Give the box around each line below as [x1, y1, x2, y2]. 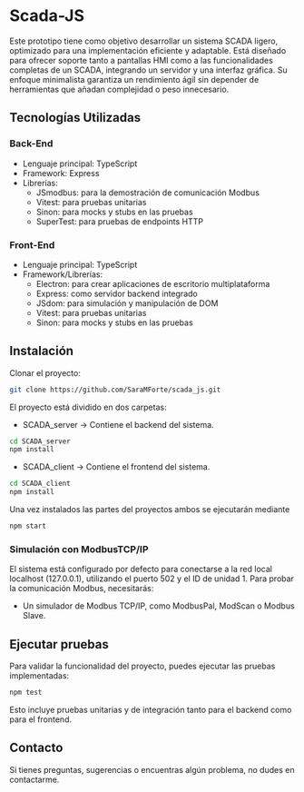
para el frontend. [9, 714, 73, 725]
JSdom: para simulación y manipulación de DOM [35, 297, 219, 309]
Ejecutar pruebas [9, 637, 109, 652]
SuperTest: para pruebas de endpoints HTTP [35, 215, 204, 227]
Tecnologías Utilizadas [9, 110, 142, 125]
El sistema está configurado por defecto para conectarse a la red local [9, 564, 272, 575]
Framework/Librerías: [22, 269, 103, 280]
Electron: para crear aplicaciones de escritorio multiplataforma [35, 278, 270, 289]
